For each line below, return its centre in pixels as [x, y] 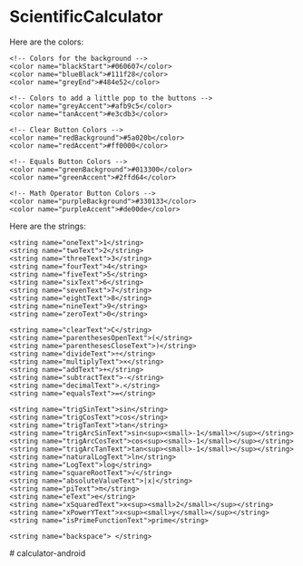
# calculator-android [48, 553]
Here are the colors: [47, 42]
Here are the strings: [48, 226]
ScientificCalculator [86, 17]
